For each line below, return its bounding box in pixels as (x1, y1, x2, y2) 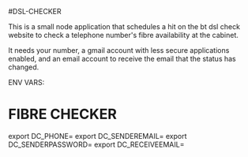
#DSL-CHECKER (8, 7, 62, 16)
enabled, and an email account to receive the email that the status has (8, 54, 236, 63)
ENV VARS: (8, 78, 45, 87)
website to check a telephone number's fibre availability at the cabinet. (8, 31, 239, 39)
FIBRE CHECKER (8, 106, 117, 123)
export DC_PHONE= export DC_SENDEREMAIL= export (8, 131, 187, 140)
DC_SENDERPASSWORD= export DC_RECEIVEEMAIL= (8, 140, 185, 149)
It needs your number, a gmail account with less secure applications (8, 46, 230, 54)
